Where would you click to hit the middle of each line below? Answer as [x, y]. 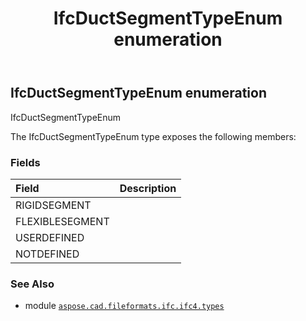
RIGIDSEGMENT [53, 205]
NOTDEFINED [47, 254]
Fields [25, 162]
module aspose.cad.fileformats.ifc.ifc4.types [124, 306]
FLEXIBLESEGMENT [62, 221]
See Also [32, 284]
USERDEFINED [50, 237]
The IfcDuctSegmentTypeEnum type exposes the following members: [153, 136]
